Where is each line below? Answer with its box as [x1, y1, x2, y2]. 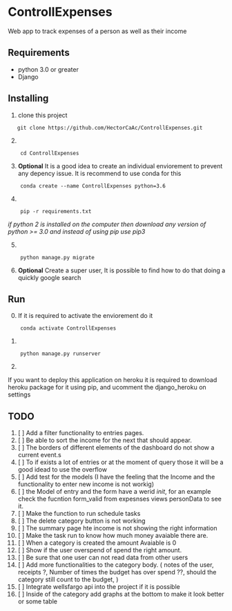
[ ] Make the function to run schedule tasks [17, 510, 141, 518]
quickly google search [17, 273, 81, 281]
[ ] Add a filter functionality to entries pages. [17, 429, 144, 437]
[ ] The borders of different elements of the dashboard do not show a [17, 443, 215, 452]
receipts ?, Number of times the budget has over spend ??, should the [17, 568, 217, 577]
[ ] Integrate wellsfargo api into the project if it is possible [17, 583, 180, 591]
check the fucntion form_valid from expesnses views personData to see [17, 494, 222, 503]
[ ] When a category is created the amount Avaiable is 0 [17, 539, 177, 547]
